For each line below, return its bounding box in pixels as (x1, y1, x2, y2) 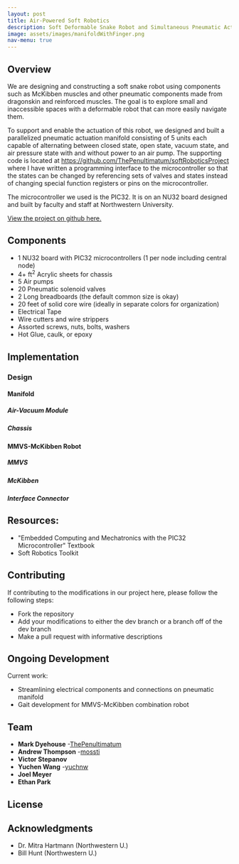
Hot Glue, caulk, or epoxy (17, 330, 92, 338)
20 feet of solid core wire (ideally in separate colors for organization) (17, 300, 220, 309)
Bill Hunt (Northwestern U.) (17, 849, 97, 858)
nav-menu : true (7, 37, 53, 44)
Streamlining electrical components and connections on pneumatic (17, 686, 215, 694)
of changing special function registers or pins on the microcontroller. (7, 178, 208, 187)
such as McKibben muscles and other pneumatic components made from (7, 90, 223, 98)
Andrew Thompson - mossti (17, 747, 100, 756)
